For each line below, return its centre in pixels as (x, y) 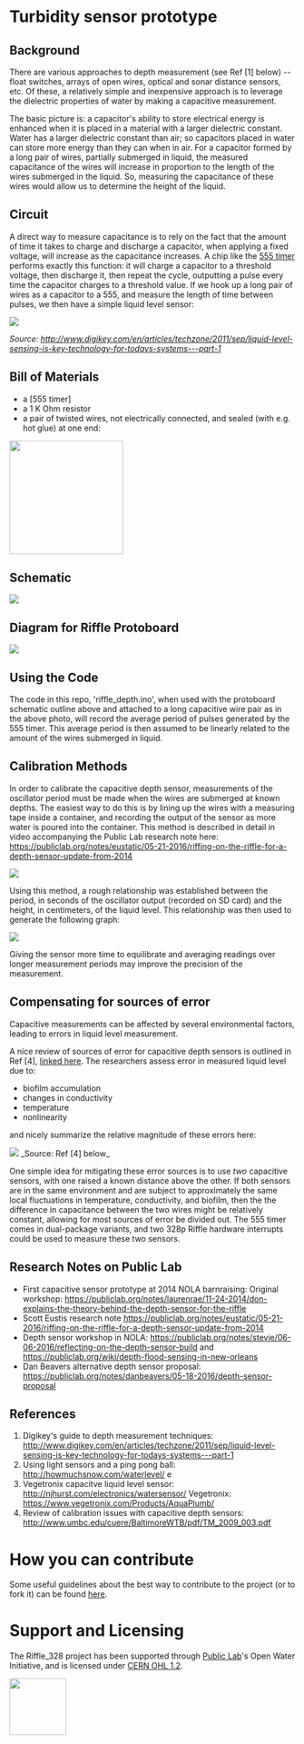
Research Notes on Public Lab (96, 1268)
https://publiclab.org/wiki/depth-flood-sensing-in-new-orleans (140, 1356)
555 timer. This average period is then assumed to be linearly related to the (150, 728)
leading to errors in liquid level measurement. (94, 1034)
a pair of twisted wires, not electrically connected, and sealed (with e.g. (156, 418)
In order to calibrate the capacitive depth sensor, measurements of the (142, 788)
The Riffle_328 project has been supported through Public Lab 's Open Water (152, 1656)
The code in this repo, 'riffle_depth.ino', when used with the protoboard (142, 699)
